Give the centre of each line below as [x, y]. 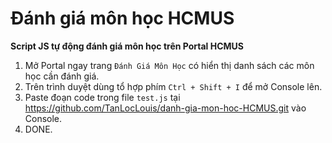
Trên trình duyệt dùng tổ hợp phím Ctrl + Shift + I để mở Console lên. [173, 86]
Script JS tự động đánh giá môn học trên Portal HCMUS [127, 46]
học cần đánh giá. [62, 76]
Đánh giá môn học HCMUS [122, 18]
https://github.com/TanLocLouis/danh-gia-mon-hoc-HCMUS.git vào [165, 108]
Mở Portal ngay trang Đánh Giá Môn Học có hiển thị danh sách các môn [169, 65]
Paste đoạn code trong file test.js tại [102, 97]
